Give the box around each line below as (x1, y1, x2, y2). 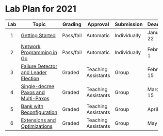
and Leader (21, 69, 47, 76)
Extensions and (21, 117, 56, 123)
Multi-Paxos (21, 95, 49, 102)
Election (21, 75, 40, 82)
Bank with (21, 103, 44, 109)
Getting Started (21, 32, 56, 39)
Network (21, 43, 41, 49)
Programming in (21, 49, 57, 56)
